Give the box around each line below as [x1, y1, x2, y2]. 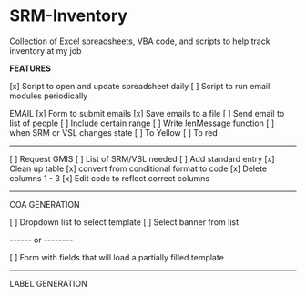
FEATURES [9, 63, 52, 74]
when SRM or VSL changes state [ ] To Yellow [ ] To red [9, 127, 219, 138]
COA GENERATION [9, 199, 80, 209]
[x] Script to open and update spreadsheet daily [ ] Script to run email [9, 80, 270, 91]
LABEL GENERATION [9, 278, 88, 289]
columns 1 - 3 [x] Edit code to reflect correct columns [9, 172, 210, 183]
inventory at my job [9, 45, 82, 56]
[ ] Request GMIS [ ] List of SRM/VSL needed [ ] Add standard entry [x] [9, 153, 275, 164]
